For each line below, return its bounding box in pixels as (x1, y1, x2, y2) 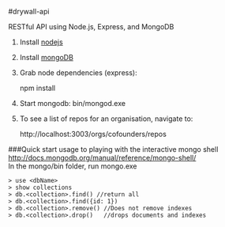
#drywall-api (8, 7, 50, 16)
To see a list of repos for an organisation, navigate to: (19, 114, 193, 123)
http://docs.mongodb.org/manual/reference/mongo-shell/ (8, 153, 197, 162)
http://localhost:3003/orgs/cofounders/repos (19, 130, 167, 138)
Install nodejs (19, 37, 63, 47)
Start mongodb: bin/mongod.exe (19, 99, 126, 108)
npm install (19, 83, 56, 93)
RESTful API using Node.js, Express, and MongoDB (8, 22, 174, 31)
